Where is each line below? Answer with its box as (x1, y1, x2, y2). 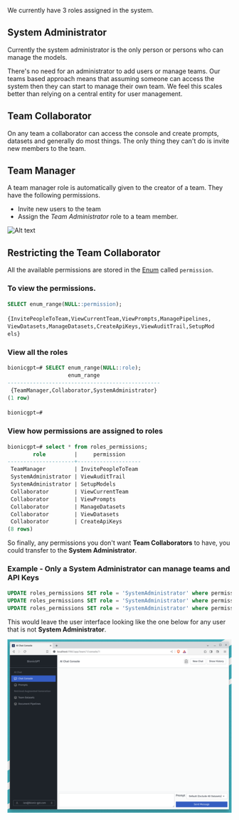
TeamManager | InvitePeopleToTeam (10, 466, 139, 473)
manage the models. (7, 53, 68, 61)
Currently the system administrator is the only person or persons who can (7, 46, 224, 54)
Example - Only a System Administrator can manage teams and (7, 564, 230, 574)
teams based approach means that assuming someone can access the (7, 74, 215, 82)
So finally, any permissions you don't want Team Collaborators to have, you (7, 538, 230, 547)
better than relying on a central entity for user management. (7, 89, 183, 98)
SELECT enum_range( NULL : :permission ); (7, 300, 122, 308)
